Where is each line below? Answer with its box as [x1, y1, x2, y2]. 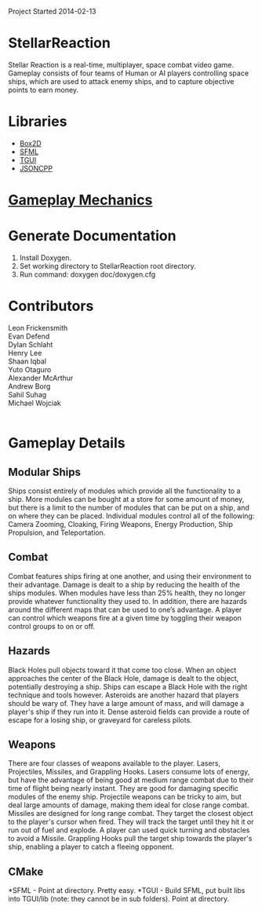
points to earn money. [8, 85, 79, 94]
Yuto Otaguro [8, 364, 52, 374]
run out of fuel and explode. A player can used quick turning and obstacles [8, 825, 250, 835]
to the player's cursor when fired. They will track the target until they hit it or [8, 817, 254, 827]
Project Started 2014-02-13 [8, 7, 96, 16]
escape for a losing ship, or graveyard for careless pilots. [8, 715, 192, 725]
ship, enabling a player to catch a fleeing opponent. [8, 842, 174, 851]
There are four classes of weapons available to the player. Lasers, [8, 759, 221, 768]
